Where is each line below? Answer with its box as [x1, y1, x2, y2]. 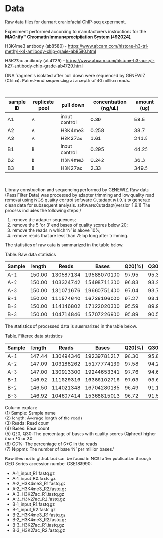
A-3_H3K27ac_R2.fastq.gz [12, 496, 65, 502]
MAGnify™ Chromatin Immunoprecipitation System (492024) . [5, 34, 132, 40]
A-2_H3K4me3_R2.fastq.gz [12, 486, 67, 492]
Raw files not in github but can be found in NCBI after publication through [5, 456, 152, 461]
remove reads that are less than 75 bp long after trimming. [12, 232, 129, 238]
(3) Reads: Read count [5, 420, 50, 426]
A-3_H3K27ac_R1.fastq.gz [12, 491, 65, 497]
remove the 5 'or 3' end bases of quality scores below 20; [12, 222, 128, 228]
